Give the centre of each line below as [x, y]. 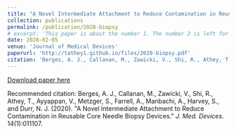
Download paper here [39, 80]
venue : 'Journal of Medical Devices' [63, 47]
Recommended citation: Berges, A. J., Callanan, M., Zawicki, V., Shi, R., [110, 93]
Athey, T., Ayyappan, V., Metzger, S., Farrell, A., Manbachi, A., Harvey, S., [113, 101]
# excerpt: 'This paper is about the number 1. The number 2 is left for [118, 33]
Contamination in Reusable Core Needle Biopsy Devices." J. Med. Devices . [116, 116]
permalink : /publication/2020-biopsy [63, 27]
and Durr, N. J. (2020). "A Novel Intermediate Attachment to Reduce [106, 108]
